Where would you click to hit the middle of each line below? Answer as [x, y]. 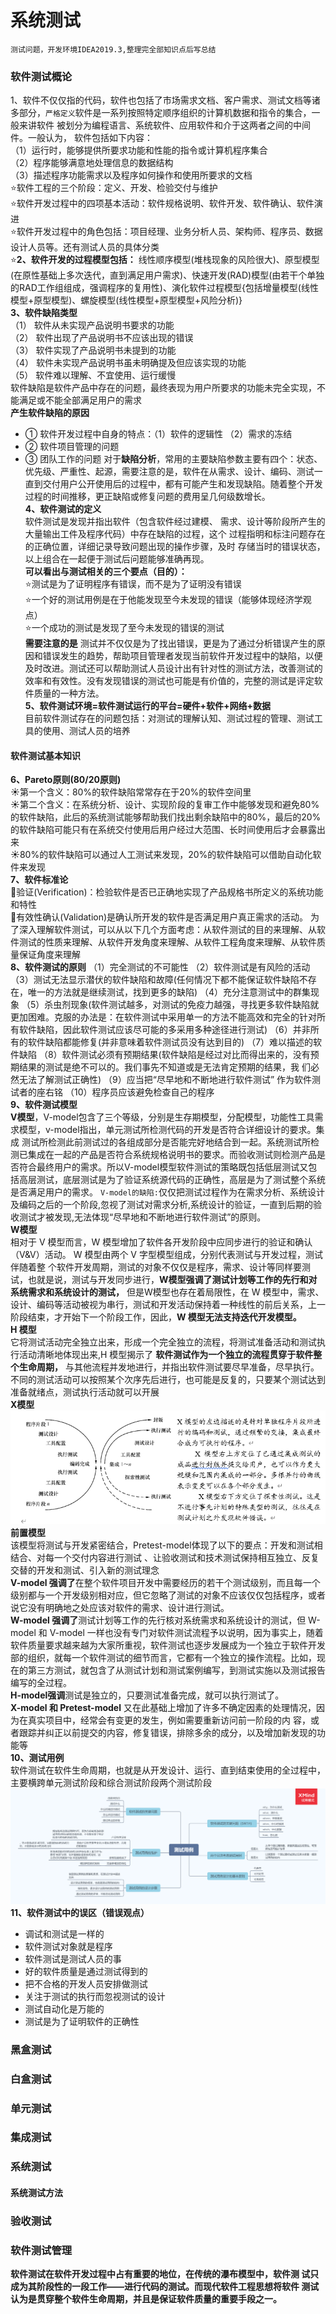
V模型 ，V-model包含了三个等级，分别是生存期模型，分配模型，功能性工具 [162, 1117]
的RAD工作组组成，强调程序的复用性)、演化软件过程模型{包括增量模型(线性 [164, 288]
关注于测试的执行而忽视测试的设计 [95, 1996]
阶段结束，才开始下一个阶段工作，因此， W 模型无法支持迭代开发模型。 [156, 1317]
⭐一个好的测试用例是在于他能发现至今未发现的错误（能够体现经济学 [163, 600]
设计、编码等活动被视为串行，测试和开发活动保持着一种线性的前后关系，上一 [168, 1305]
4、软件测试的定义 [63, 509]
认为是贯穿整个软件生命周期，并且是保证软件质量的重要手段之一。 [146, 2299]
